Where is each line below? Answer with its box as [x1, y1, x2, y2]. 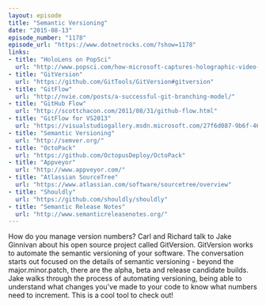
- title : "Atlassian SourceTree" [8, 173, 119, 182]
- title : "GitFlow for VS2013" [8, 115, 112, 123]
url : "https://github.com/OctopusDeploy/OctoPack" [15, 151, 186, 159]
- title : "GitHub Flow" [8, 100, 87, 108]
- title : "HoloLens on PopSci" [8, 56, 112, 64]
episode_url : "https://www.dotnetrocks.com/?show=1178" [8, 41, 196, 49]
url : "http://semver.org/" [15, 136, 104, 145]
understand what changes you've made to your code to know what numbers [8, 282, 257, 292]
